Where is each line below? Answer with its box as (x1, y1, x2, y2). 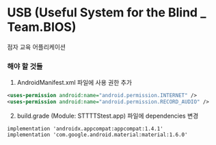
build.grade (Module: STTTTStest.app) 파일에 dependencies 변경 (16, 111, 199, 120)
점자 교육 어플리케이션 (7, 42, 66, 51)
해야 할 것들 (7, 62, 43, 71)
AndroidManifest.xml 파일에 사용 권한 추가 (16, 79, 132, 87)
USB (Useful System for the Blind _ (7, 5, 206, 21)
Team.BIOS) (7, 19, 77, 35)
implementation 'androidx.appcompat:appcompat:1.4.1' (7, 125, 164, 132)
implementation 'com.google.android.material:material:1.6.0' (7, 131, 188, 138)
